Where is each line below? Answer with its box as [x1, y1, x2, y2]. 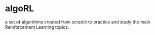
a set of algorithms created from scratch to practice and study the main [5, 19, 151, 25]
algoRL [5, 3, 34, 14]
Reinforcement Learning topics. [5, 24, 69, 30]
